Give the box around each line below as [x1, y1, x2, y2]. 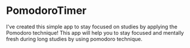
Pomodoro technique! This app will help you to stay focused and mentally [6, 29, 184, 36]
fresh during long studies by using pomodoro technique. [6, 35, 143, 42]
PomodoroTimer [6, 4, 87, 17]
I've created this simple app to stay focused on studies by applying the [6, 23, 178, 30]
